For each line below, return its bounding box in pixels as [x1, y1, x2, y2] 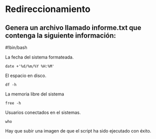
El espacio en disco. [5, 72, 46, 78]
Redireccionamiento [5, 3, 91, 15]
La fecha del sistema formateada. [5, 54, 74, 60]
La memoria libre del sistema [5, 91, 64, 97]
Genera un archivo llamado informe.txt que [5, 23, 142, 32]
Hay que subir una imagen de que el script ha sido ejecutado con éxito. [5, 128, 152, 133]
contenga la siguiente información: [5, 31, 116, 39]
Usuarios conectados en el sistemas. [5, 109, 81, 115]
